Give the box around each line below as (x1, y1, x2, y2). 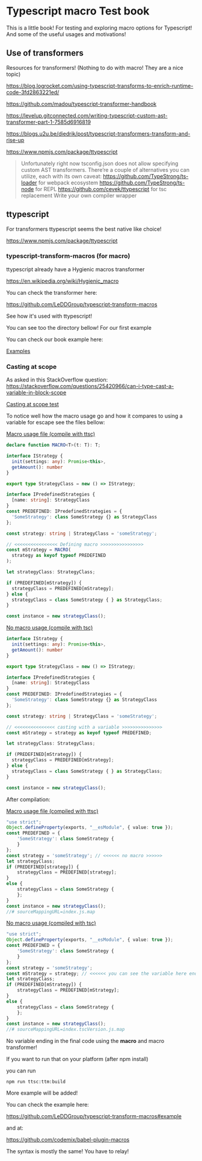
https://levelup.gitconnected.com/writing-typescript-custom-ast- (6, 112, 168, 119)
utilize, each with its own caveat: (20, 172, 102, 180)
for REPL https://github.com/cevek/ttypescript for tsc (35, 185, 167, 192)
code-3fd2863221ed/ (6, 89, 60, 96)
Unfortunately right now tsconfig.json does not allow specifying (20, 160, 179, 167)
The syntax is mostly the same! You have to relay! (6, 1148, 129, 1155)
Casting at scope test (6, 401, 59, 408)
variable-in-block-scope (6, 389, 67, 396)
